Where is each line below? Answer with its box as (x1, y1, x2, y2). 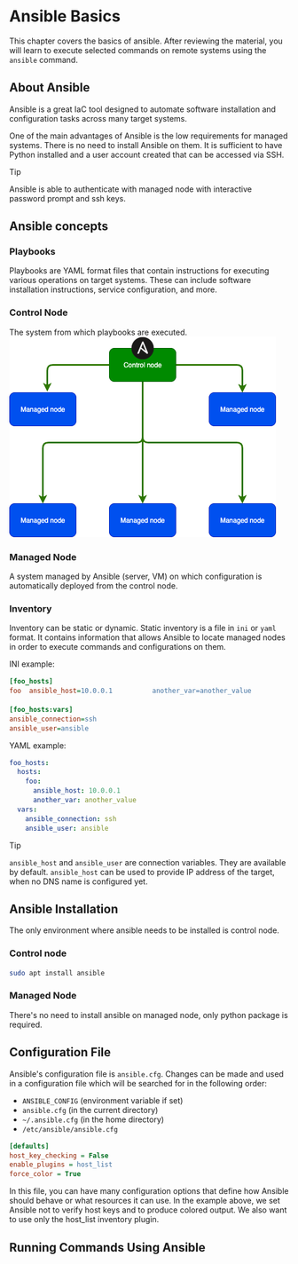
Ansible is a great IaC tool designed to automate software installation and (9, 104, 277, 115)
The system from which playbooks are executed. (9, 327, 188, 337)
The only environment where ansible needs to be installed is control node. (9, 925, 279, 936)
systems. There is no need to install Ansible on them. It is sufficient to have (9, 139, 283, 150)
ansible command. (9, 54, 78, 65)
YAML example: (9, 739, 67, 751)
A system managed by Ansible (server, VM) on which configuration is (9, 571, 263, 582)
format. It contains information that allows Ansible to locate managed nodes (9, 632, 286, 643)
